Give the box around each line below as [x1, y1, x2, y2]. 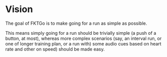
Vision [5, 4, 33, 15]
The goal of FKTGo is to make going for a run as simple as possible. [5, 20, 148, 26]
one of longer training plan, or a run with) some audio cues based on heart [5, 40, 161, 46]
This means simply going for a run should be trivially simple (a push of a [5, 30, 156, 36]
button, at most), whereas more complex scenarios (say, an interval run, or [5, 35, 162, 41]
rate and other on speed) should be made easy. [5, 46, 105, 52]
